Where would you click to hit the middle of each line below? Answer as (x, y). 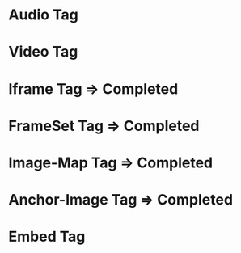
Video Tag (43, 52)
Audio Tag (43, 15)
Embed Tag (47, 237)
